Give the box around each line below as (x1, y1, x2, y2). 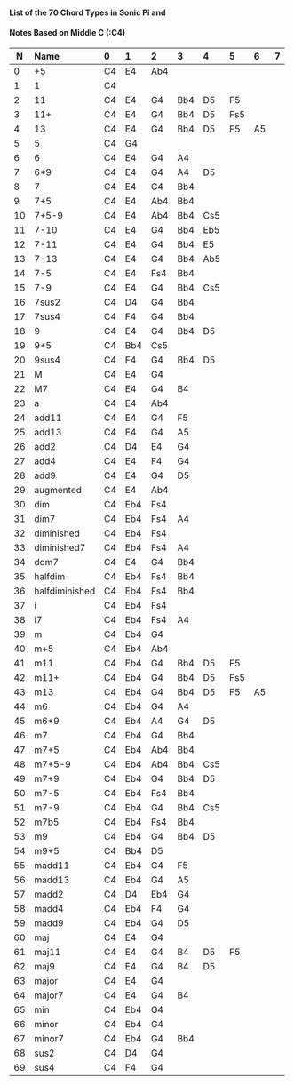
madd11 (34, 858, 70, 871)
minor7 (34, 1032, 65, 1044)
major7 (34, 989, 64, 1001)
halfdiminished (34, 585, 96, 597)
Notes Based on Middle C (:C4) (9, 28, 126, 38)
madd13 (34, 874, 70, 886)
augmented (34, 483, 83, 496)
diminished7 (34, 541, 86, 554)
